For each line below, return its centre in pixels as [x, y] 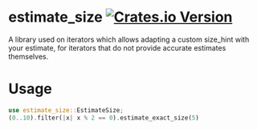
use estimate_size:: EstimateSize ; [66, 110]
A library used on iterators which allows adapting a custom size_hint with [129, 39]
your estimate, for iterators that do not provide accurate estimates [117, 47]
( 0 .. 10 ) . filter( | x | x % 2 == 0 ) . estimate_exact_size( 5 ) [104, 118]
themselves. [29, 56]
